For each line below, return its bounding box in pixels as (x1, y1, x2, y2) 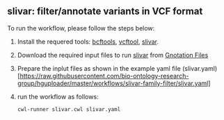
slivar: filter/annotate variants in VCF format (7, 6, 203, 17)
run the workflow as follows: (17, 92, 99, 101)
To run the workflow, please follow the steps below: (7, 24, 155, 32)
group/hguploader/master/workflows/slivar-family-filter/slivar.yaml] (17, 79, 211, 87)
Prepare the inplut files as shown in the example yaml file (17, 64, 181, 72)
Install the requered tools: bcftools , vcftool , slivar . (17, 37, 159, 46)
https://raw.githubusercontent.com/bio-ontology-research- (19, 71, 189, 80)
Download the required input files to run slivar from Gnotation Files (17, 51, 209, 59)
